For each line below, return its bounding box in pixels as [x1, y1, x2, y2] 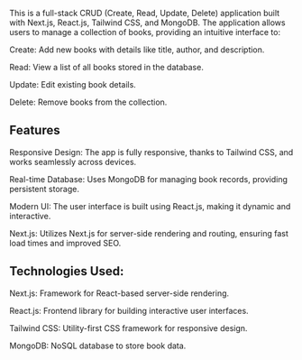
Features [9, 123, 60, 138]
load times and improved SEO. [9, 237, 122, 248]
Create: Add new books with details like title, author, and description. [9, 44, 265, 55]
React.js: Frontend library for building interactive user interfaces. [9, 305, 250, 316]
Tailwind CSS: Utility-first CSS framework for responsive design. [9, 322, 248, 333]
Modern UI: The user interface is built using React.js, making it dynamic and [9, 200, 291, 211]
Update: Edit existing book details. [9, 79, 137, 89]
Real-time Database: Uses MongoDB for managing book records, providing [9, 173, 288, 184]
